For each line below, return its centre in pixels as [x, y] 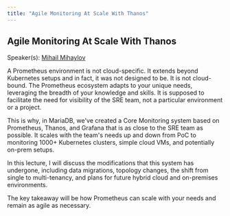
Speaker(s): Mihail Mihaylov [46, 58]
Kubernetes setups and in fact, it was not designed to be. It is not [99, 78]
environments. [27, 185]
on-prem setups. [31, 150]
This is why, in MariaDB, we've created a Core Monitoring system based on [113, 121]
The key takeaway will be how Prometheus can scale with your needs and [112, 198]
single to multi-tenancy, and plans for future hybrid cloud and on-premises [113, 178]
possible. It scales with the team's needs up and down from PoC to [102, 135]
